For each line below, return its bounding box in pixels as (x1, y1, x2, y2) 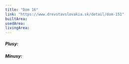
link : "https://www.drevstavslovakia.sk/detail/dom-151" (5, 12, 125, 17)
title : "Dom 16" (5, 7, 38, 12)
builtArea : (5, 16, 28, 21)
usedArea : (5, 21, 26, 26)
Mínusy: (5, 53, 23, 59)
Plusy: (5, 40, 19, 47)
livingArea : (5, 26, 30, 31)
